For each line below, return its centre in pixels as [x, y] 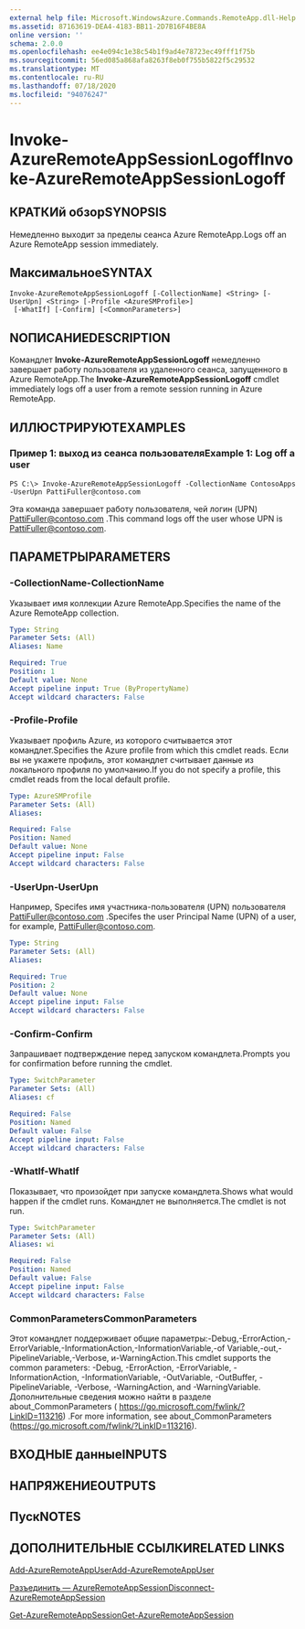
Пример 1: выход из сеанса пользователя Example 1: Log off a [152, 454]
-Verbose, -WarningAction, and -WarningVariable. [168, 1387]
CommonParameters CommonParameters [104, 1318]
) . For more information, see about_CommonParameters [167, 1416]
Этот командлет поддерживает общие [84, 1338]
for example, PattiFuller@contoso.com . [83, 927]
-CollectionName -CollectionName [87, 584]
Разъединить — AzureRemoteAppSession [89, 1587]
